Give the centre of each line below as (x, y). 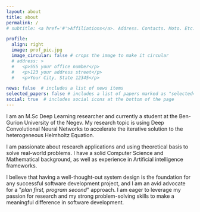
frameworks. (22, 165)
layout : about (24, 12)
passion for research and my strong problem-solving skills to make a (90, 196)
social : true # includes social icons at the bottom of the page (90, 99)
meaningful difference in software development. (65, 202)
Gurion (15, 122)
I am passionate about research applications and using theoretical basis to (97, 147)
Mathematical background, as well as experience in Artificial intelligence (95, 159)
